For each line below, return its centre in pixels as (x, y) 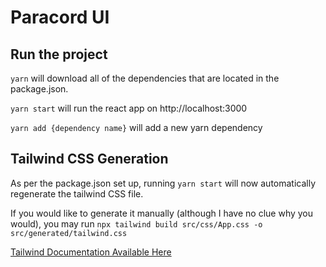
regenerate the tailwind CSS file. (77, 193)
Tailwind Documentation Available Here (91, 252)
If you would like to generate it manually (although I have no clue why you (162, 213)
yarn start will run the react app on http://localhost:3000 (129, 108)
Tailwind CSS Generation (89, 159)
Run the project (59, 54)
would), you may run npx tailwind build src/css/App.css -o (136, 223)
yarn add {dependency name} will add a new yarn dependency (136, 127)
